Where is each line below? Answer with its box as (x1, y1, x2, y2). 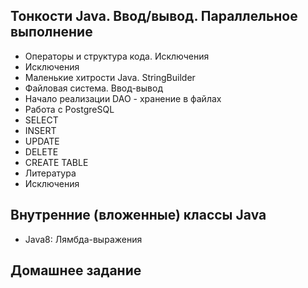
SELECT (24, 114, 59, 126)
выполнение (10, 24, 93, 41)
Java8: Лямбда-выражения (24, 233, 143, 245)
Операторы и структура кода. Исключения (24, 50, 210, 62)
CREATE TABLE (24, 156, 89, 168)
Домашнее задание (10, 262, 142, 279)
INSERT (24, 124, 57, 136)
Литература (24, 167, 77, 179)
